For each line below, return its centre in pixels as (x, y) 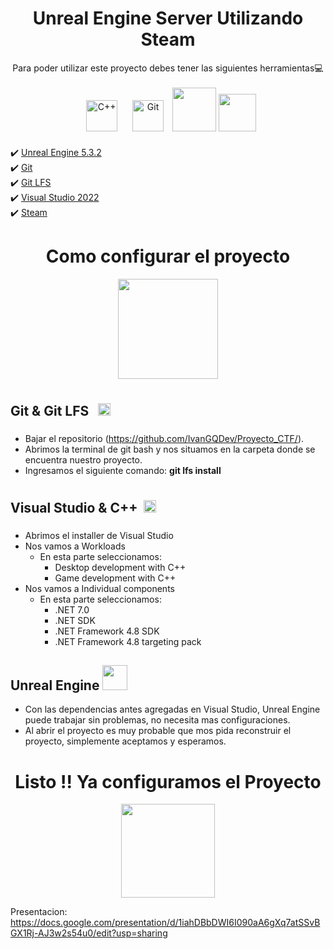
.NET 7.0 (72, 609)
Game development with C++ (115, 578)
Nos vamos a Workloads (75, 546)
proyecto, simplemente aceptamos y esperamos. (125, 741)
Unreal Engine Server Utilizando (168, 18)
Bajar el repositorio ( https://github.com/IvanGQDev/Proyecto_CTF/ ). (164, 438)
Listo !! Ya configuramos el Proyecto (168, 781)
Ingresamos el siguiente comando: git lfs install (123, 470)
